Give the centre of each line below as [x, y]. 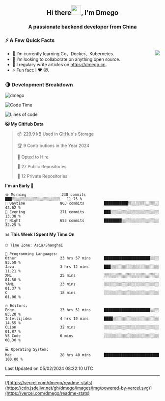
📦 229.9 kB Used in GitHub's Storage [55, 134]
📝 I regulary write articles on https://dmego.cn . [59, 64]
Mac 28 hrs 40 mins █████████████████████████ [82, 355]
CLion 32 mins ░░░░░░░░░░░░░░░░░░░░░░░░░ [82, 327]
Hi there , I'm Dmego [82, 13]
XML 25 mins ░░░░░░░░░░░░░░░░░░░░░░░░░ [82, 275]
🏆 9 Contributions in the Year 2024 [53, 146]
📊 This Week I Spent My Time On [40, 234]
